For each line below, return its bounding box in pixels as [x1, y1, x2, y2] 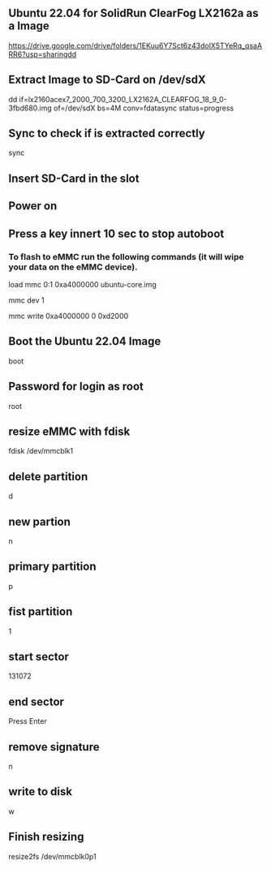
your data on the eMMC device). [8, 261, 138, 273]
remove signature [8, 740, 100, 754]
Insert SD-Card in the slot [8, 171, 140, 185]
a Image [8, 19, 50, 33]
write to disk [8, 785, 73, 798]
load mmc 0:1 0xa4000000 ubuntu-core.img [8, 279, 157, 289]
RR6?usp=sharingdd [8, 49, 77, 59]
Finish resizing [8, 830, 84, 844]
